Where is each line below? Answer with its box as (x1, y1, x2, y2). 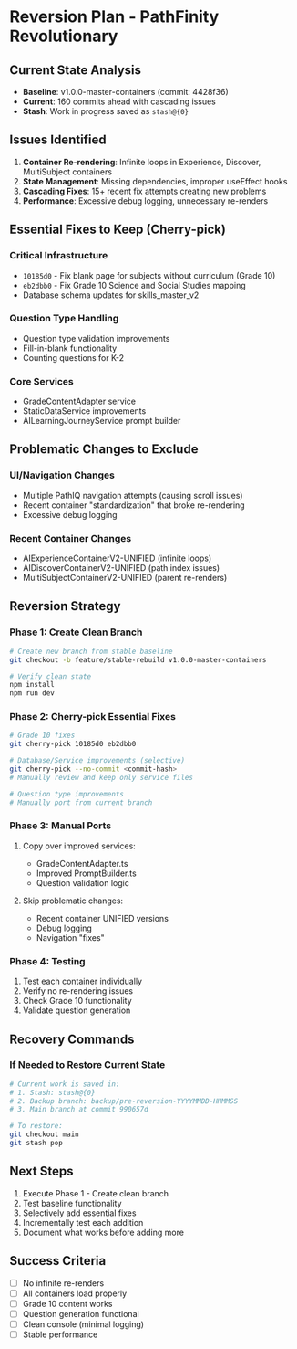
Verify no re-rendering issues (22, 985, 134, 996)
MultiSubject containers (22, 166, 112, 177)
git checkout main (9, 1130, 79, 1139)
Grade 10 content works (22, 1298, 113, 1309)
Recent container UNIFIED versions (36, 912, 169, 923)
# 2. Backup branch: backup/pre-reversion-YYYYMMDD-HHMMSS (9, 1096, 239, 1106)
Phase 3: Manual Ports (9, 819, 112, 832)
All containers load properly (22, 1288, 128, 1299)
